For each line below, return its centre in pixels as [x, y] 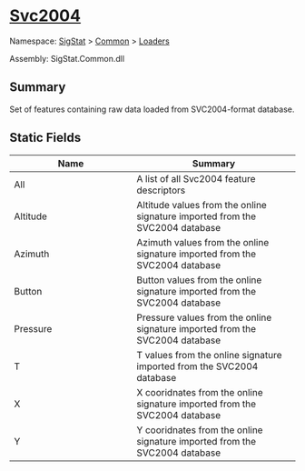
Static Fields [45, 138]
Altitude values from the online [202, 205]
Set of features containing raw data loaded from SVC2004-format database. [152, 109]
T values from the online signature [210, 355]
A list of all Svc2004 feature [196, 178]
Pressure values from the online [204, 317]
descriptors [161, 190]
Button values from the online [199, 280]
